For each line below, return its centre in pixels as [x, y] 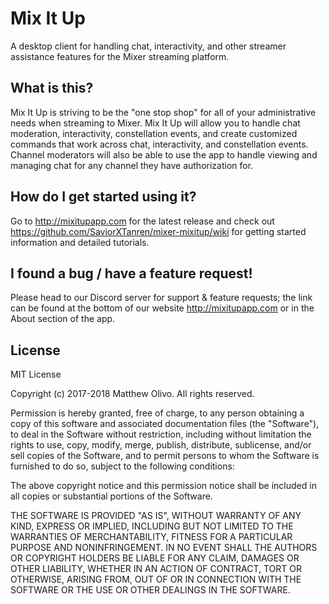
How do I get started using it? [103, 197]
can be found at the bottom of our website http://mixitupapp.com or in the [162, 308]
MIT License [36, 374]
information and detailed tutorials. [80, 242]
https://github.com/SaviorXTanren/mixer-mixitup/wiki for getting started [158, 231]
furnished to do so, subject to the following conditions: [122, 466]
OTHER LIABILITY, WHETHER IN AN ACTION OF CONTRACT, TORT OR [156, 569]
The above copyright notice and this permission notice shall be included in [163, 486]
